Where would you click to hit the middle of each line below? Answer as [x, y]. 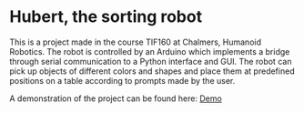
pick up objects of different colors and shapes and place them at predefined [152, 71]
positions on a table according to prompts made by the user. [122, 80]
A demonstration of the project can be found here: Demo [116, 98]
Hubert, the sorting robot [106, 17]
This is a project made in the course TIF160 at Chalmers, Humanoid [136, 42]
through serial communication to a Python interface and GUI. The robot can [151, 61]
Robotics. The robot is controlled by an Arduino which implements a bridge [150, 51]
